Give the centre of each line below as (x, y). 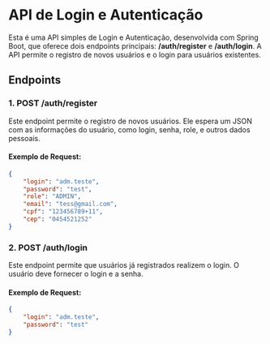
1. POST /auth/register (53, 103)
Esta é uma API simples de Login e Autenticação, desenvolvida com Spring (134, 37)
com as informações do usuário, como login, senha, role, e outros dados (129, 129)
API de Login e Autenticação (106, 15)
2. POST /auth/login (48, 247)
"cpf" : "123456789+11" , (63, 212)
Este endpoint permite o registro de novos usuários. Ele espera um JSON (131, 121)
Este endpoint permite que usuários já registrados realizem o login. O (124, 265)
